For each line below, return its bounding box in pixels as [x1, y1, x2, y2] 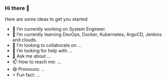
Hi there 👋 [5, 5, 30, 12]
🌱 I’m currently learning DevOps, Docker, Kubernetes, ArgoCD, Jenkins [12, 32, 162, 38]
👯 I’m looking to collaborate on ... [12, 42, 82, 48]
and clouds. [12, 37, 37, 43]
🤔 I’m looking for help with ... [12, 48, 73, 54]
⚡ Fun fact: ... [12, 72, 40, 78]
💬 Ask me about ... [12, 53, 51, 59]
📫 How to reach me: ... [12, 59, 61, 65]
